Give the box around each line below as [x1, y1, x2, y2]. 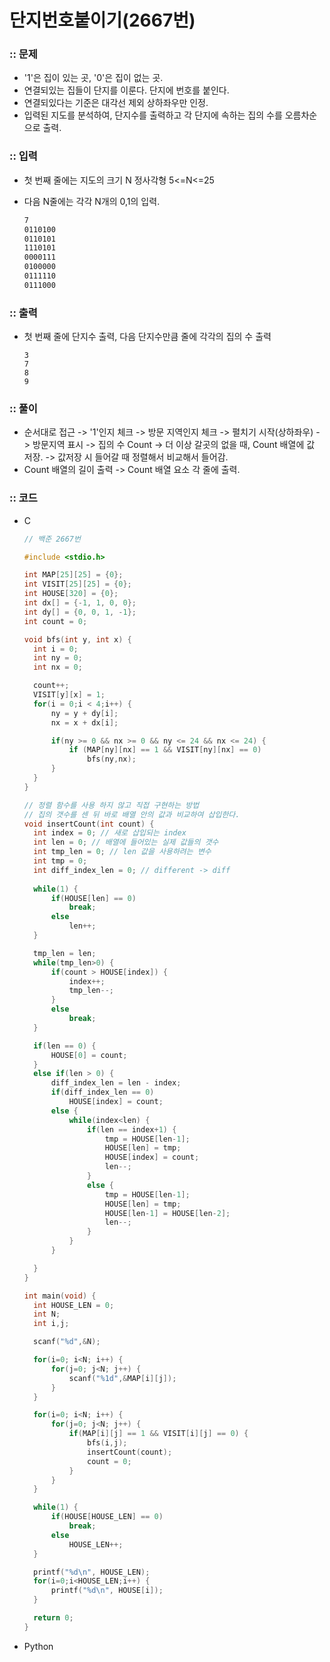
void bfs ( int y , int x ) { [23, 634, 132, 645]
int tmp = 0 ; [33, 856, 88, 866]
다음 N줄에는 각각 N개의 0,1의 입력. [23, 195, 161, 207]
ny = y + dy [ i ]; [50, 708, 119, 718]
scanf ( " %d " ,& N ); [33, 1337, 101, 1347]
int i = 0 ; [33, 644, 79, 654]
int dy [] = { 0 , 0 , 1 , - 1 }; [23, 607, 137, 617]
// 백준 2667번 [23, 534, 81, 544]
